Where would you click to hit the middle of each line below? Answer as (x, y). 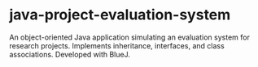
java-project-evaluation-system (120, 15)
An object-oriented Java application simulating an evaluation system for (130, 37)
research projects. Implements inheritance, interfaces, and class (117, 45)
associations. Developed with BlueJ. (70, 54)
